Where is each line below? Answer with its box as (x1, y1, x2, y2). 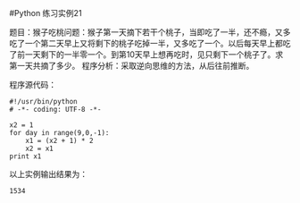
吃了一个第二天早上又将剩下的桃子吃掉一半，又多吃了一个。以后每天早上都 (9, 38, 283, 48)
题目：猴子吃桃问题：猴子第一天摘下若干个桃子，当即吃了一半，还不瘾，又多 (9, 27, 291, 38)
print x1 (9, 152, 42, 161)
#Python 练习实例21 (9, 8, 82, 18)
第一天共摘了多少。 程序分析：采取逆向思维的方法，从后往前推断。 (9, 61, 254, 71)
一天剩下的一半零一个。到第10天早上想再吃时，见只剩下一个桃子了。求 (24, 49, 284, 60)
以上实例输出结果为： (9, 169, 87, 179)
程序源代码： (9, 80, 56, 89)
